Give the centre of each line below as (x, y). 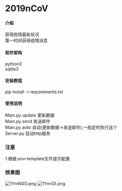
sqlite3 (12, 69)
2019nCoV (27, 9)
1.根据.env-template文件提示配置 (38, 159)
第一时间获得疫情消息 (26, 41)
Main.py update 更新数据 (30, 115)
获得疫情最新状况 (22, 35)
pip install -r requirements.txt (34, 92)
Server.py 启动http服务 (28, 133)
